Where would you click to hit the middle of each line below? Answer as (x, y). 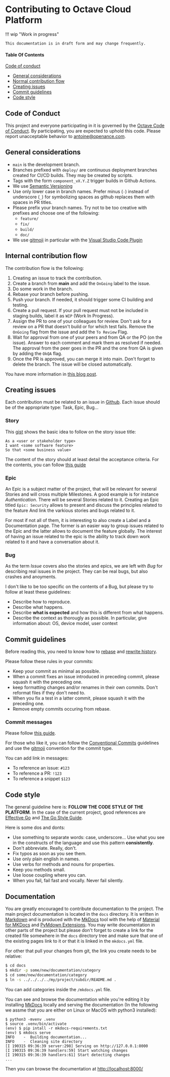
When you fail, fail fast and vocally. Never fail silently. (68, 881)
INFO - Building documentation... (46, 1037)
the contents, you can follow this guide (46, 465)
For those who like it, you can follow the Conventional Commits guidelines (82, 743)
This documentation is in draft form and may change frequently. (75, 43)
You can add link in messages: (37, 758)
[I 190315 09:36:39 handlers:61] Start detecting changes (68, 1055)
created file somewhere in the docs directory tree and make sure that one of (84, 936)
